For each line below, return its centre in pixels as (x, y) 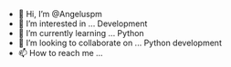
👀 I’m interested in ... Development (83, 24)
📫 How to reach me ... (60, 53)
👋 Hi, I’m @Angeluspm (60, 14)
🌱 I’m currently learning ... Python (81, 33)
